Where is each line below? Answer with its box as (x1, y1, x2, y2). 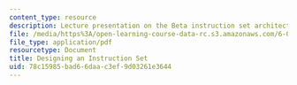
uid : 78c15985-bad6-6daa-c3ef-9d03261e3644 (9, 63, 172, 72)
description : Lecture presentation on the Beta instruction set (9, 21, 251, 30)
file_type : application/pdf (9, 37, 113, 47)
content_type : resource (9, 12, 97, 22)
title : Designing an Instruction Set (9, 54, 148, 63)
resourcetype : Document (9, 46, 97, 55)
